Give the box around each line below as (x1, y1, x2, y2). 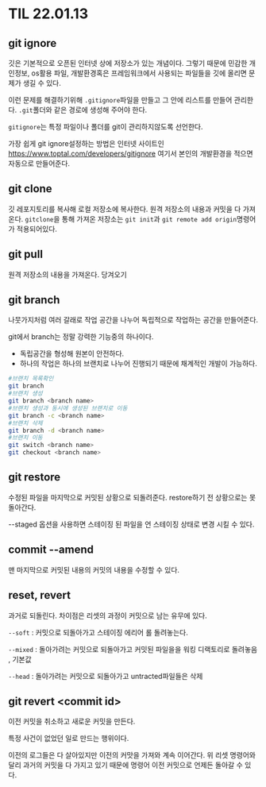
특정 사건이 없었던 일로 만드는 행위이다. (8, 734, 129, 743)
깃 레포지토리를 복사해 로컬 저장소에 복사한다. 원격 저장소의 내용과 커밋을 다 (8, 204, 241, 214)
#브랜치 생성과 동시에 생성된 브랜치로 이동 (8, 404, 128, 412)
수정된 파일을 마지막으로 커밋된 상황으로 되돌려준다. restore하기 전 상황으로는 (8, 492, 248, 502)
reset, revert (8, 588, 71, 602)
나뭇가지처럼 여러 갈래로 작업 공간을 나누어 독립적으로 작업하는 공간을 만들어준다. (8, 315, 259, 325)
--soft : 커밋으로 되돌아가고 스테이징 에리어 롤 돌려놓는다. (8, 627, 188, 637)
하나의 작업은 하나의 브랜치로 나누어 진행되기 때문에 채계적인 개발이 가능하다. (19, 359, 258, 368)
